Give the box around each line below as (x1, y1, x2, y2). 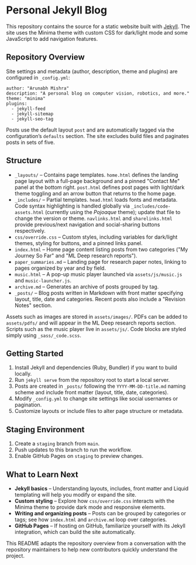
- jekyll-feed (11, 106, 46, 112)
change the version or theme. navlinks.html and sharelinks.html (14, 215, 173, 222)
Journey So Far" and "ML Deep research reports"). (14, 252, 137, 259)
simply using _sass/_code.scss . (6, 332, 82, 339)
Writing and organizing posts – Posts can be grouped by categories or (14, 510, 186, 516)
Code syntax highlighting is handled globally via (14, 202, 130, 209)
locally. (14, 370, 32, 377)
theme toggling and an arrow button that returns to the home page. (14, 190, 177, 197)
